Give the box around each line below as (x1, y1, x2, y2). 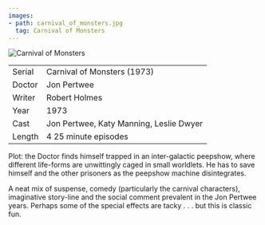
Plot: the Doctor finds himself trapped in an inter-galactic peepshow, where (8, 152, 255, 161)
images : (8, 11, 34, 20)
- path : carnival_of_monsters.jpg (8, 19, 124, 27)
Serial (12, 66, 34, 77)
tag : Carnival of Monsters (15, 26, 105, 34)
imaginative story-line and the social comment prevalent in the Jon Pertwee (8, 192, 257, 202)
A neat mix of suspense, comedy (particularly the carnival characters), (8, 184, 241, 194)
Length (12, 131, 39, 142)
